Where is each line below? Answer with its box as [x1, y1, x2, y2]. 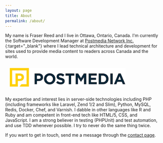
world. [5, 53, 18, 59]
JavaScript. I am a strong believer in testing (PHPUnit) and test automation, [5, 117, 158, 123]
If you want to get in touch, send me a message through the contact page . [5, 132, 156, 138]
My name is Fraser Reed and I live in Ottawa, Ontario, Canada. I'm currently [5, 33, 159, 39]
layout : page [5, 8, 32, 13]
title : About [5, 13, 32, 18]
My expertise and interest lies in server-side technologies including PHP [5, 96, 152, 102]
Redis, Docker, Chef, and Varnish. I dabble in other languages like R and [5, 107, 151, 113]
